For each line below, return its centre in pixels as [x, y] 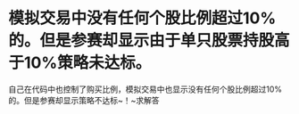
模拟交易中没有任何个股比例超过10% [142, 18]
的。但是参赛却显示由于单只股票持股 [141, 41]
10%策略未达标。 [88, 63]
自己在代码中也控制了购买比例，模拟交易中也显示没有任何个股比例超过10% [145, 89]
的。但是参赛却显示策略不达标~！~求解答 [84, 100]
